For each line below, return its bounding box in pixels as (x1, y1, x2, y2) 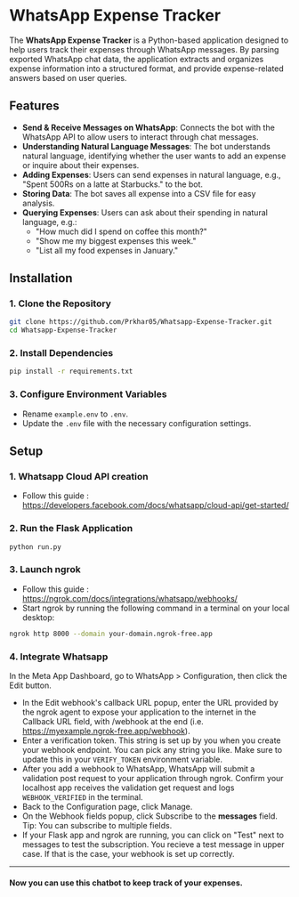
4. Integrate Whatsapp (9, 651, 109, 663)
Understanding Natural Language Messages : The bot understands (21, 141, 271, 151)
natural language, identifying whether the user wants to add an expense (21, 150, 287, 161)
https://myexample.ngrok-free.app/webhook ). (21, 725, 190, 736)
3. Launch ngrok (9, 563, 82, 576)
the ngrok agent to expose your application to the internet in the (21, 707, 256, 717)
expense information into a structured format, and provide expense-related (9, 63, 285, 74)
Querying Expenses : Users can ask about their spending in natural (21, 206, 269, 218)
